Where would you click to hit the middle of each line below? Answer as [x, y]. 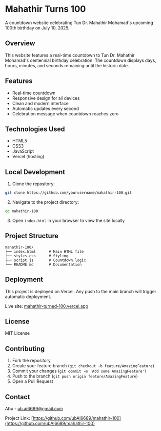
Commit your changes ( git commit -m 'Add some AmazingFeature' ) [79, 371]
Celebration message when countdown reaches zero [65, 113]
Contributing [25, 349]
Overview [20, 43]
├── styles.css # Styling [37, 256]
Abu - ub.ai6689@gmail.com [34, 409]
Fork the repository [31, 361]
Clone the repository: [33, 184]
